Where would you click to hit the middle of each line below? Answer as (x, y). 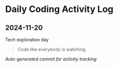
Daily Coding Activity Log (60, 9)
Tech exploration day (27, 39)
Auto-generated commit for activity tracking (51, 59)
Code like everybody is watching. (52, 49)
